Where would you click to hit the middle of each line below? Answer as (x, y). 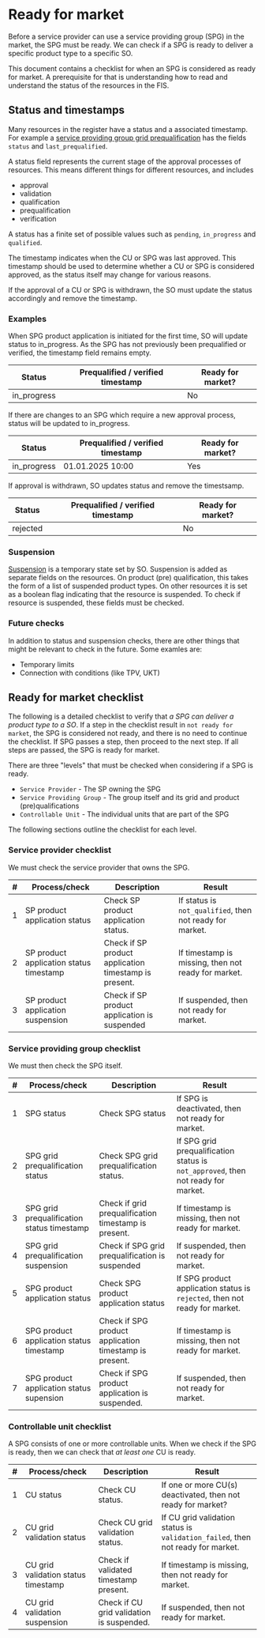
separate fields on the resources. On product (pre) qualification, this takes (128, 578)
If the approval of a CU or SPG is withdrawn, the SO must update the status (130, 289)
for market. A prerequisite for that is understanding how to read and (118, 77)
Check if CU (121, 1602)
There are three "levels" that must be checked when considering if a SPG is (131, 765)
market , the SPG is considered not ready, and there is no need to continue (128, 734)
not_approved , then (211, 1171)
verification (38, 218)
